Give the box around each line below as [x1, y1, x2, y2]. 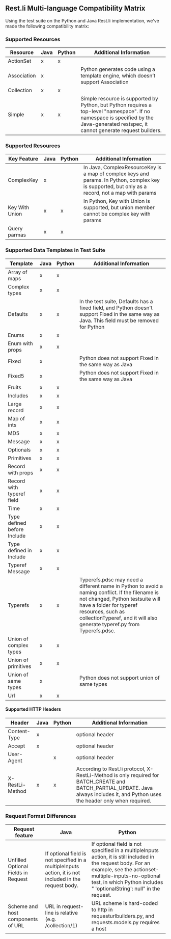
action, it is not [45, 869, 80, 876]
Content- [8, 728, 31, 735]
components [8, 916, 38, 923]
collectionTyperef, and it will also [79, 614, 158, 621]
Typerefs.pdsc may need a [79, 576, 144, 583]
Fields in [8, 869, 28, 876]
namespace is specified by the [80, 114, 154, 121]
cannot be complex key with [83, 210, 151, 218]
